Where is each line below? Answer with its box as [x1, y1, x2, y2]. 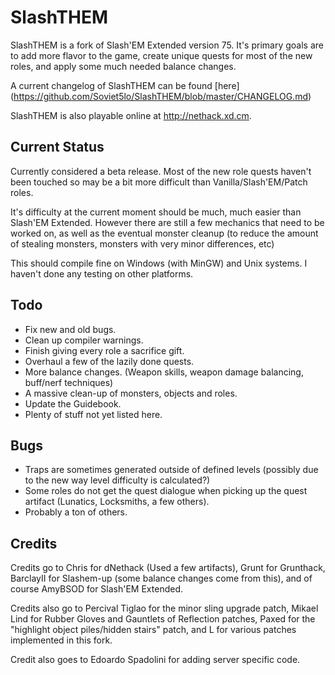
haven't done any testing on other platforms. [10, 267, 194, 280]
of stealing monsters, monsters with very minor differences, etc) [10, 237, 275, 250]
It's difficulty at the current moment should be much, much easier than [10, 206, 302, 218]
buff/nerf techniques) [24, 376, 114, 388]
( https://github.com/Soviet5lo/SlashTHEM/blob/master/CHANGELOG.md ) [10, 90, 312, 102]
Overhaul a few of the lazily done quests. [24, 355, 195, 367]
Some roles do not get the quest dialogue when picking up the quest [24, 485, 308, 497]
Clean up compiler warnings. [24, 334, 144, 346]
